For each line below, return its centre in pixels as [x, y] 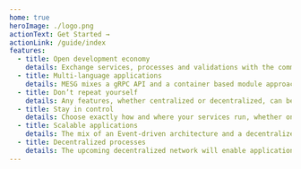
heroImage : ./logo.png [52, 26]
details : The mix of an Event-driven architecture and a [134, 134]
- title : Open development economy [84, 59]
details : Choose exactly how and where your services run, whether [154, 117]
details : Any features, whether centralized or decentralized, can [154, 101]
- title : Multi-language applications [90, 76]
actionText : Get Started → [60, 34]
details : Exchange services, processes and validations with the [150, 68]
